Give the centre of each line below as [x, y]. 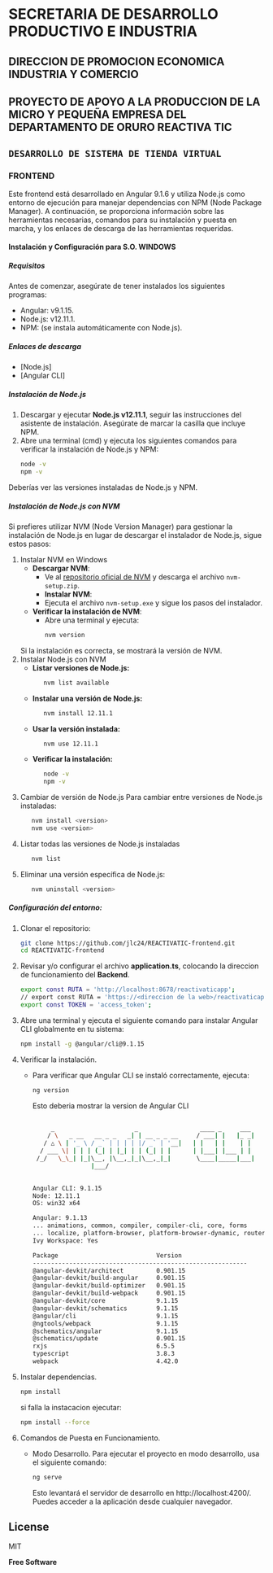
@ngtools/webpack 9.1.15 [105, 1323]
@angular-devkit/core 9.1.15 [105, 1301]
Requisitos [27, 265]
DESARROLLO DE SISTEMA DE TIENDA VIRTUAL [115, 154]
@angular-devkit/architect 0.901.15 [109, 1270]
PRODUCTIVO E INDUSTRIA [103, 31]
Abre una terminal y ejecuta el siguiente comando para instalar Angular [139, 1020]
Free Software [33, 1562]
